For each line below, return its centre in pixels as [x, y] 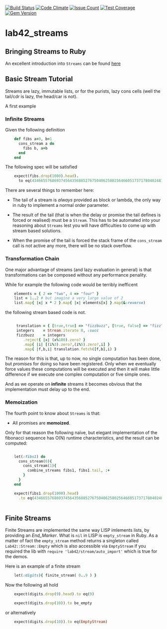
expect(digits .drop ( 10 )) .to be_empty [53, 603]
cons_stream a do [36, 144]
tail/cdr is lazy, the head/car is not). [42, 96]
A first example [21, 106]
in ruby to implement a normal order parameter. [61, 205]
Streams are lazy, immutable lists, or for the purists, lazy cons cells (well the [83, 91]
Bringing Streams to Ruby [45, 52]
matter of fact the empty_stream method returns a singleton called [72, 541]
